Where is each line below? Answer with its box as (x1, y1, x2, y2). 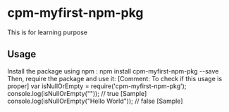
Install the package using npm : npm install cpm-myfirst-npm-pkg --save (7, 66, 219, 75)
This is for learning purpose (7, 28, 88, 36)
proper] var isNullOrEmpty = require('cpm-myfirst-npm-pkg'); (7, 82, 187, 90)
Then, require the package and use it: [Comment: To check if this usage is (7, 74, 223, 83)
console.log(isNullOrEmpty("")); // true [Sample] (7, 89, 147, 97)
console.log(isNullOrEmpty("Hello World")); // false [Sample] (7, 97, 183, 105)
